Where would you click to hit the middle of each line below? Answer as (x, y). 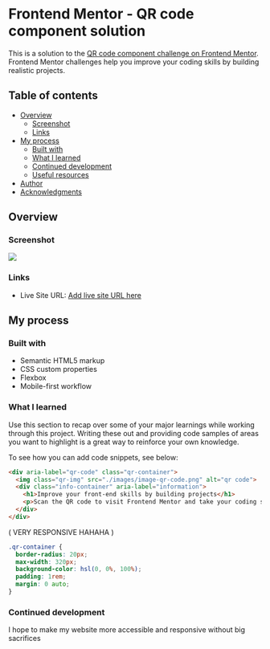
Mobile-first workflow (56, 386)
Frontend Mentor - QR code (101, 14)
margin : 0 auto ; (43, 584)
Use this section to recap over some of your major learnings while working (131, 425)
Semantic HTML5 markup (62, 361)
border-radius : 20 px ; (52, 554)
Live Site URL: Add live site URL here (81, 295)
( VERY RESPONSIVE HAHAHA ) (61, 532)
